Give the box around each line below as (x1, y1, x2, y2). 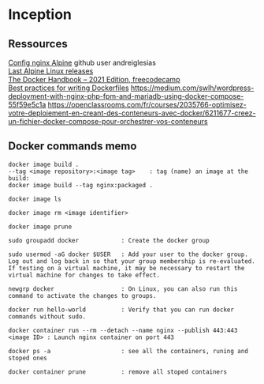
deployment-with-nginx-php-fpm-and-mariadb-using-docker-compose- (8, 92, 244, 100)
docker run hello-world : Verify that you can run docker (8, 306, 235, 314)
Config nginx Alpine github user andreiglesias (8, 58, 156, 67)
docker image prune (8, 223, 73, 231)
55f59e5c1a (8, 100, 46, 109)
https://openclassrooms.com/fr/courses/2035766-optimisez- (47, 100, 247, 109)
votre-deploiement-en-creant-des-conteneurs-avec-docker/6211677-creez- (8, 108, 256, 118)
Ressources (8, 37, 69, 51)
